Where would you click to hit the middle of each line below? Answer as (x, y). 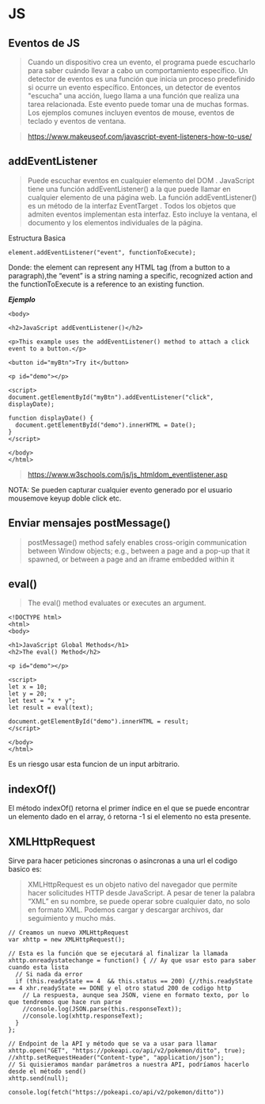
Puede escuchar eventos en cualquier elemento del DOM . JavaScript (141, 180)
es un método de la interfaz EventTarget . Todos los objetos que (132, 205)
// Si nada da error (49, 975)
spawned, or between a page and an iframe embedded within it (131, 559)
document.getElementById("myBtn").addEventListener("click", (111, 397)
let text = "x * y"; (42, 701)
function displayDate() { (51, 418)
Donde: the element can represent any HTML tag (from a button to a (119, 267)
